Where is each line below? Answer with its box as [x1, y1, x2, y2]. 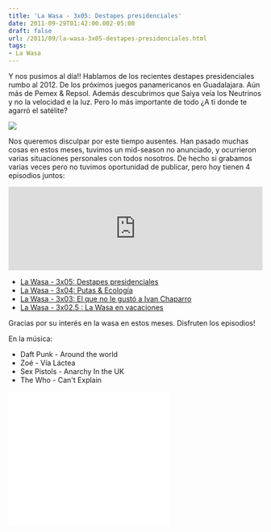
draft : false [8, 27, 52, 35]
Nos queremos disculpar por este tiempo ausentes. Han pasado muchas [8, 136, 249, 146]
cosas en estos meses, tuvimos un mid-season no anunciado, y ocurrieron [8, 145, 256, 154]
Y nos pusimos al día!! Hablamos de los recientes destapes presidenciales [8, 72, 255, 81]
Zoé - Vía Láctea [19, 358, 76, 368]
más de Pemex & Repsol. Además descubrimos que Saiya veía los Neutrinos [8, 89, 262, 98]
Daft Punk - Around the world [19, 350, 119, 359]
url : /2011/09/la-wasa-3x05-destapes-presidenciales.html [8, 34, 207, 43]
